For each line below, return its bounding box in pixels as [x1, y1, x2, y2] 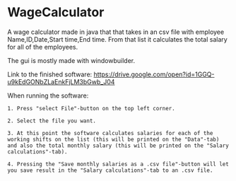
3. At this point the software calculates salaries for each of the [7, 129, 213, 136]
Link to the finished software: [7, 70, 93, 78]
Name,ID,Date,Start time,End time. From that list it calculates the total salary [7, 35, 228, 43]
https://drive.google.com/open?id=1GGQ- [93, 70, 215, 78]
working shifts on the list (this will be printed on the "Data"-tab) [7, 136, 220, 143]
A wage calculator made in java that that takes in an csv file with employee [7, 28, 225, 36]
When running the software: [7, 91, 89, 100]
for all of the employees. [7, 42, 78, 51]
